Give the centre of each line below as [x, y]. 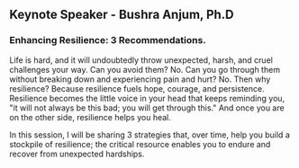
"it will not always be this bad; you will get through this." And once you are [147, 108]
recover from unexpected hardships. [77, 154]
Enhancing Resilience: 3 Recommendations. [108, 40]
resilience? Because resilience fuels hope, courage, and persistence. [137, 88]
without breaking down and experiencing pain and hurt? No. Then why [140, 79]
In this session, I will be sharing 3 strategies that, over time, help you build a [149, 135]
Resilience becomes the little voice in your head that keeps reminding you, [147, 98]
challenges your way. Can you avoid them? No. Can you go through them [145, 69]
